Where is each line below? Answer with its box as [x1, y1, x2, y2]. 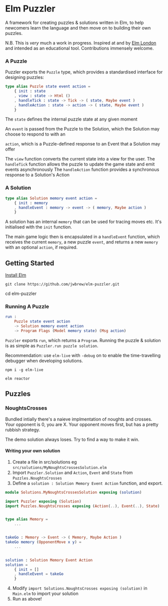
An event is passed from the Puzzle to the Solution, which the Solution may [5, 126, 160, 132]
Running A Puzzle [5, 303, 49, 310]
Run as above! [12, 596, 42, 602]
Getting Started [5, 258, 54, 267]
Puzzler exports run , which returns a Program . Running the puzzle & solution [5, 337, 161, 343]
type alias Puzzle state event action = [5, 84, 91, 89]
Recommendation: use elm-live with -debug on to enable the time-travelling [5, 352, 161, 358]
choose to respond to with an [5, 131, 66, 137]
